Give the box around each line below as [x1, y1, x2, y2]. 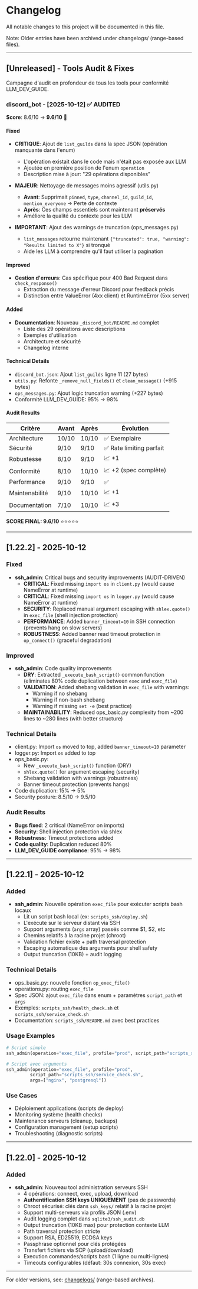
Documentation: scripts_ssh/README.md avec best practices [14, 1017, 160, 1024]
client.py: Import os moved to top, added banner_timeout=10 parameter [14, 743, 186, 751]
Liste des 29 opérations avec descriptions [23, 325, 126, 332]
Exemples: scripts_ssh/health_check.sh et [14, 1004, 119, 1011]
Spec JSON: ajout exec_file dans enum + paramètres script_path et [14, 991, 183, 999]
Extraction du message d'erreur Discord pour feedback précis [23, 286, 174, 293]
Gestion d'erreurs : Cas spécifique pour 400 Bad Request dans [14, 274, 168, 281]
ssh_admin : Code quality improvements [14, 665, 112, 672]
